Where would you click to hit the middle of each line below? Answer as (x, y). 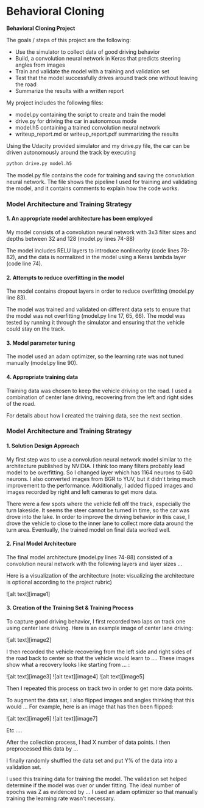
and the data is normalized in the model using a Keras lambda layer (102, 257)
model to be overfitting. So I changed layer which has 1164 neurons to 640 (100, 472)
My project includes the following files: (55, 103)
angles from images (40, 65)
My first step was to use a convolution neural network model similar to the (99, 459)
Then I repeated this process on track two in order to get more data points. (100, 688)
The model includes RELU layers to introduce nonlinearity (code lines (93, 250)
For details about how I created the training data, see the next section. (94, 415)
